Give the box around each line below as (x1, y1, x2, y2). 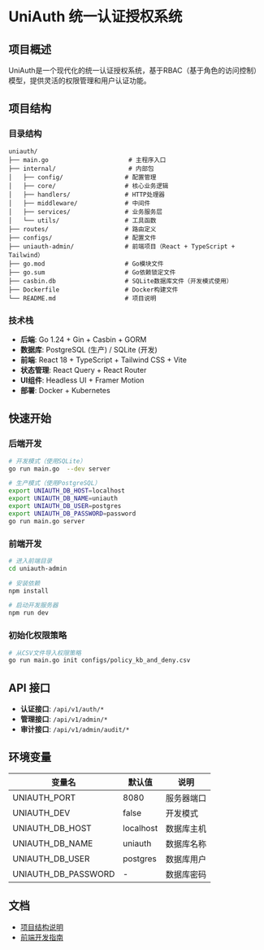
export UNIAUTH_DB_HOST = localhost (8, 487, 126, 495)
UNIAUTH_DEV (12, 807, 71, 818)
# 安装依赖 (8, 579, 41, 587)
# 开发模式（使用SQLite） (8, 457, 87, 465)
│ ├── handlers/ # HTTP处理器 (8, 190, 165, 199)
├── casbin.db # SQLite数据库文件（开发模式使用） (8, 277, 233, 285)
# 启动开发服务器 (8, 602, 58, 610)
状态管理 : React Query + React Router (19, 365, 147, 374)
